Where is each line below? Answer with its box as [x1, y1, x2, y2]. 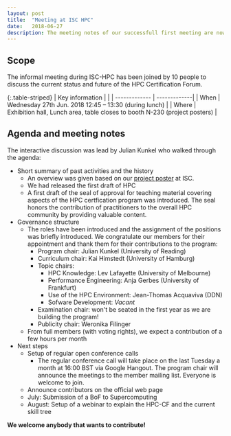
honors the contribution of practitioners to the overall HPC [27, 203, 192, 211]
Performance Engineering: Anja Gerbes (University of [47, 276, 199, 284]
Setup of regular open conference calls [27, 349, 139, 357]
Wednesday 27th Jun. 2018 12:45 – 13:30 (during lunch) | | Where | [7, 101, 197, 109]
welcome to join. [37, 378, 85, 387]
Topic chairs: [37, 262, 74, 270]
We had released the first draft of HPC [27, 181, 136, 190]
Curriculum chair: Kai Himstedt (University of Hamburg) [37, 254, 195, 262]
